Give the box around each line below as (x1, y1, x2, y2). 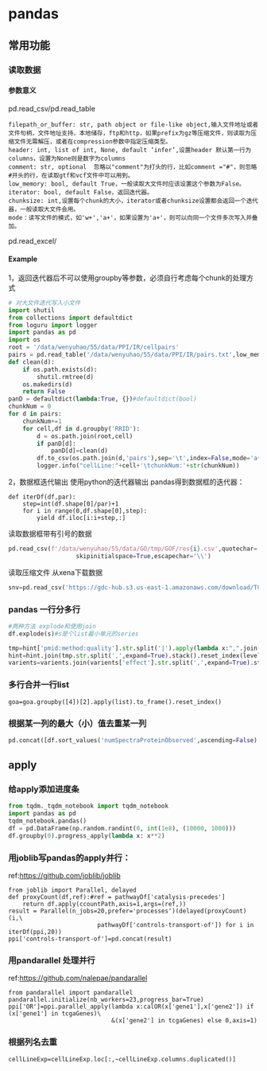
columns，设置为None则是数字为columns (8, 154, 126, 162)
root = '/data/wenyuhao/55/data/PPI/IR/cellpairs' (8, 343, 180, 351)
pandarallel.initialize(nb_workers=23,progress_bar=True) (8, 996, 204, 1004)
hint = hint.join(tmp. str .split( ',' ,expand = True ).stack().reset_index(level (8, 651, 261, 659)
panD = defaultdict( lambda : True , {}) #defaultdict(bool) (8, 395, 197, 403)
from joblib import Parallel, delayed (8, 886, 137, 894)
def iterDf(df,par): (8, 493, 77, 502)
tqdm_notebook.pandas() (8, 817, 87, 825)
